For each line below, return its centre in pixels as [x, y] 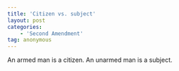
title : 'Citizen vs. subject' [52, 14]
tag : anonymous [30, 40]
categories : [25, 27]
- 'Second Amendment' [51, 33]
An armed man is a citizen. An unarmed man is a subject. [90, 60]
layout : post [26, 20]
